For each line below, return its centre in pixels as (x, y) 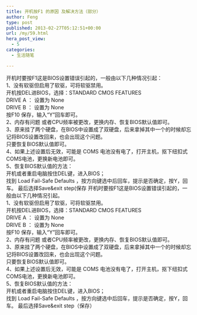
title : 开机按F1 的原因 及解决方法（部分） (54, 11)
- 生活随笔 (23, 55)
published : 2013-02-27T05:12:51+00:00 (54, 28)
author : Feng (22, 17)
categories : (21, 50)
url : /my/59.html (27, 33)
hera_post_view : (26, 39)
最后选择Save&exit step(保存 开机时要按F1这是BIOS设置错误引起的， (100, 188)
